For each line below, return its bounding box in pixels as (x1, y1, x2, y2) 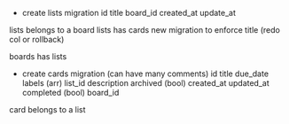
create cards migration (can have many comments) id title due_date (21, 68, 269, 79)
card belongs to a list (9, 105, 86, 114)
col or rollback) (9, 35, 65, 44)
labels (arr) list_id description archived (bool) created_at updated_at (21, 78, 270, 88)
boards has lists (9, 51, 67, 61)
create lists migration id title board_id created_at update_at (21, 8, 237, 18)
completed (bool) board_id (21, 88, 120, 97)
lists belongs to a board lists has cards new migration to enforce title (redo (9, 25, 281, 35)
